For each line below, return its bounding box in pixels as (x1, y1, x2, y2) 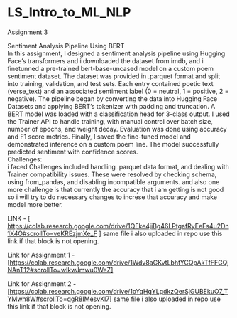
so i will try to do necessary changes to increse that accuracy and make (7, 193, 218, 201)
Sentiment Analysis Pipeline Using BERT (7, 41, 125, 50)
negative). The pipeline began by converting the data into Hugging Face (7, 94, 218, 103)
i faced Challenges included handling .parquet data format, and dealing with (7, 162, 229, 171)
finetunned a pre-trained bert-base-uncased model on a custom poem (7, 64, 214, 73)
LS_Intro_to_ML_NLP (7, 4, 131, 21)
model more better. (7, 200, 63, 208)
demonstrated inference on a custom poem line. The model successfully (7, 139, 219, 148)
